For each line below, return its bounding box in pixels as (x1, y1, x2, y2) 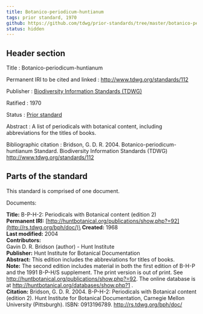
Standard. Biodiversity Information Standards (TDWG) (34, 148, 168, 155)
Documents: (6, 199, 37, 206)
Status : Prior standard (6, 111, 62, 119)
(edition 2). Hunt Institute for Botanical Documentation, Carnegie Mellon (6, 294, 185, 301)
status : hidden (6, 25, 45, 32)
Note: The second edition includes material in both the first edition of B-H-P (6, 262, 195, 269)
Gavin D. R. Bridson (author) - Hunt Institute (6, 243, 115, 250)
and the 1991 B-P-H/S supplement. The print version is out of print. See (6, 269, 183, 276)
